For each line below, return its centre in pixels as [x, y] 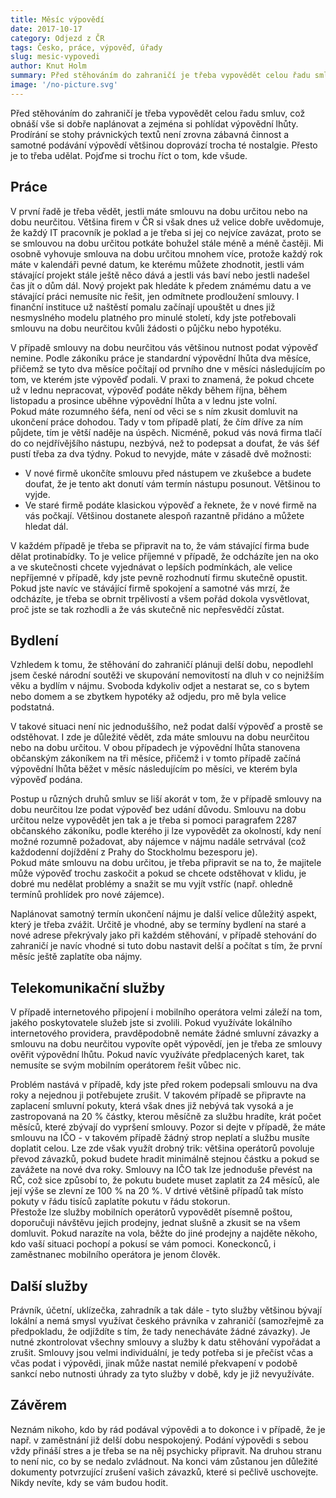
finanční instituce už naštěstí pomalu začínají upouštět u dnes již [143, 307]
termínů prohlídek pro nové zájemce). [87, 895]
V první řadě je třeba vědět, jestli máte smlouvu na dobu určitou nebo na [159, 211]
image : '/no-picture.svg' [64, 85]
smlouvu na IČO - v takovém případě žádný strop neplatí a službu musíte [160, 1138]
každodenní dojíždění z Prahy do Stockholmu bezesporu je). [134, 852]
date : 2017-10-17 [46, 29]
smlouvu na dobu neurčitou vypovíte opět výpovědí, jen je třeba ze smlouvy [166, 1044]
